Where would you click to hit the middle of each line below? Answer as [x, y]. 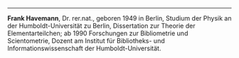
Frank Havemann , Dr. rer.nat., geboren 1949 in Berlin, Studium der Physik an [119, 18]
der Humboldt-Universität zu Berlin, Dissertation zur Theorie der [101, 26]
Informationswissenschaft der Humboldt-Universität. [84, 48]
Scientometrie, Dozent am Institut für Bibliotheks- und [86, 41]
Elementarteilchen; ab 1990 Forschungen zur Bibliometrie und [98, 33]
